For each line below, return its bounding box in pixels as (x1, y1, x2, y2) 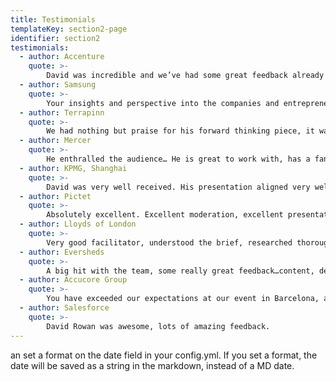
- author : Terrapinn (19, 107, 105, 118)
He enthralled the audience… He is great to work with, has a (46, 154, 311, 164)
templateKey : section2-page (10, 24, 128, 34)
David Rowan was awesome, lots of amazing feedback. (46, 321, 271, 331)
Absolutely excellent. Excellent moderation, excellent (46, 210, 284, 220)
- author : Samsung (19, 80, 97, 90)
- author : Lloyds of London (19, 219, 137, 230)
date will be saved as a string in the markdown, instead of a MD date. (10, 359, 295, 371)
